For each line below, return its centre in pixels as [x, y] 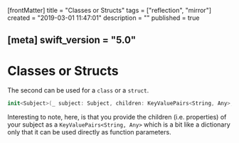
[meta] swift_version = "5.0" [72, 40]
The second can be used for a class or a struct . [78, 90]
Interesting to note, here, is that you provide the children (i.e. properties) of [117, 117]
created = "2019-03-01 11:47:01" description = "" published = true [103, 18]
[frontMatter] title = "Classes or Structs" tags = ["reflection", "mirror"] [110, 10]
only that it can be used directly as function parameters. [90, 132]
